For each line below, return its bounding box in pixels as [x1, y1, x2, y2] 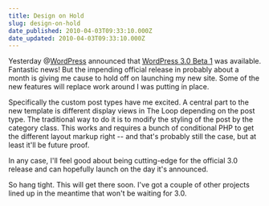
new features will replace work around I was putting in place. [8, 82, 210, 92]
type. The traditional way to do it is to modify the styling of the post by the [8, 114, 254, 125]
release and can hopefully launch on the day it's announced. [8, 164, 209, 174]
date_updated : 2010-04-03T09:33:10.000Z [8, 34, 146, 43]
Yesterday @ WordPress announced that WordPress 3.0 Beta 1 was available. [8, 56, 262, 66]
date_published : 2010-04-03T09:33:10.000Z [8, 27, 153, 35]
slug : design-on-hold [8, 19, 81, 27]
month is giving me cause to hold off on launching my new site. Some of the [8, 73, 260, 83]
